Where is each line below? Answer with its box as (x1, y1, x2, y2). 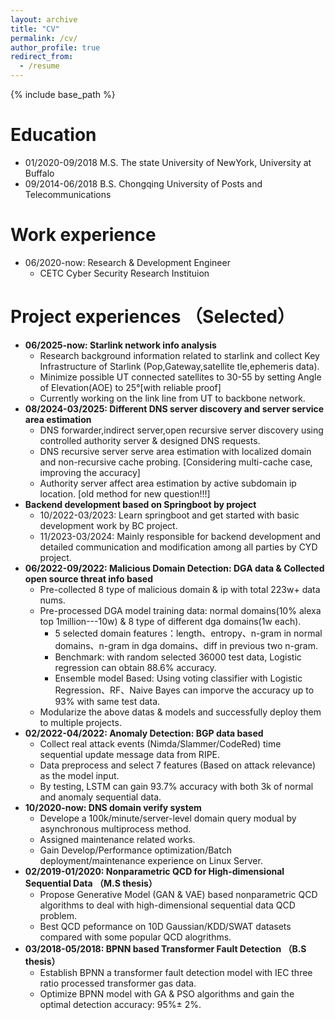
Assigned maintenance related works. (39, 833, 196, 845)
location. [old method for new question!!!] (39, 487, 211, 500)
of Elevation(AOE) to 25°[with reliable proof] (39, 381, 222, 393)
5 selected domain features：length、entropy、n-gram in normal (54, 627, 323, 639)
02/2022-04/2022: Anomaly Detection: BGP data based (24, 727, 264, 739)
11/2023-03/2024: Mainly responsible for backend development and (39, 530, 322, 542)
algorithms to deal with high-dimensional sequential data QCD (39, 899, 296, 911)
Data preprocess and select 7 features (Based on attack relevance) (39, 759, 316, 771)
